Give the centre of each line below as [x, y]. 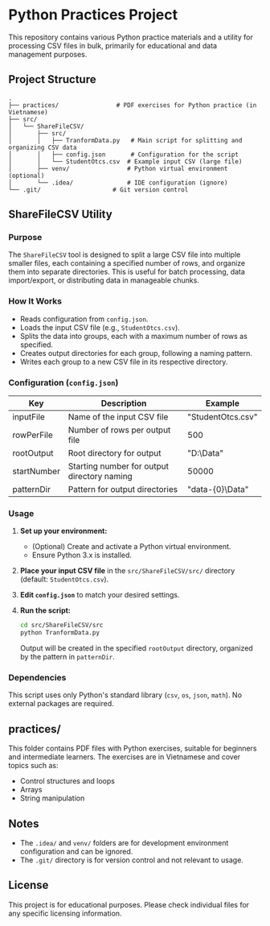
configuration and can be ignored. [76, 852]
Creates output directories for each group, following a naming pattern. [136, 353]
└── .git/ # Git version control [98, 190]
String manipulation [52, 798]
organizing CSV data [43, 147]
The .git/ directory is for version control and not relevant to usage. [131, 860]
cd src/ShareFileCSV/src [61, 626]
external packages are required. [61, 704]
